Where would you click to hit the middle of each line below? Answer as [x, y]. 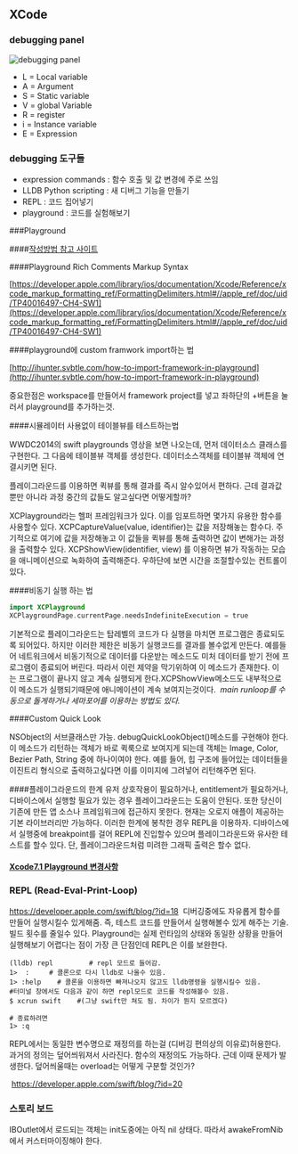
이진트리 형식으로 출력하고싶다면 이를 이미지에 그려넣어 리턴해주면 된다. [133, 770]
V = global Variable [57, 105]
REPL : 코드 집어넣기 [58, 201]
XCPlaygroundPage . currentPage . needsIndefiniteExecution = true [129, 615]
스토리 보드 [32, 1109]
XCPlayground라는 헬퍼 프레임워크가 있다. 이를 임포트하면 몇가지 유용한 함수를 [146, 515]
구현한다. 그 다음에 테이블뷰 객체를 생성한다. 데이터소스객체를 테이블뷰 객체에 [142, 455]
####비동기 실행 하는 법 [51, 590]
